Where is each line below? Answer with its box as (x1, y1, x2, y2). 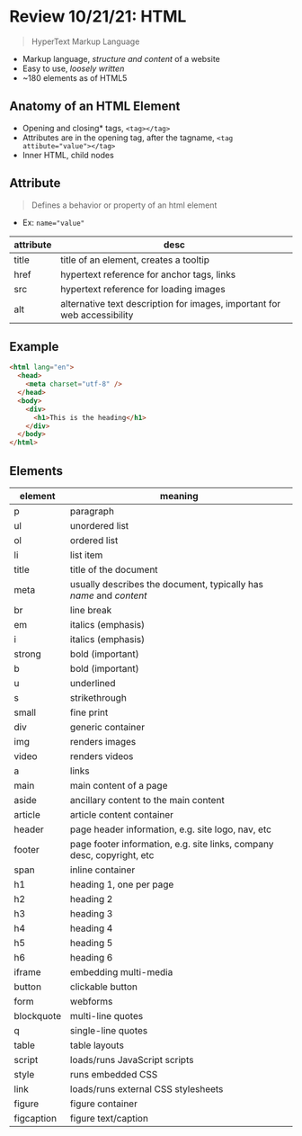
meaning (160, 489, 200, 502)
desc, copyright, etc (70, 848, 155, 861)
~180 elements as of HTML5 (22, 72, 128, 83)
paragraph (70, 505, 115, 517)
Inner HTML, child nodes (22, 149, 114, 160)
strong (13, 648, 42, 660)
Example (9, 339, 59, 354)
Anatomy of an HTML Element (9, 99, 181, 114)
